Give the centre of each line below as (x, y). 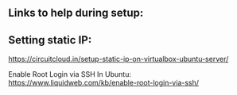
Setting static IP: (50, 40)
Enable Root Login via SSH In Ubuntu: (70, 74)
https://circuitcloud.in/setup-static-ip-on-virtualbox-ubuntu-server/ (118, 59)
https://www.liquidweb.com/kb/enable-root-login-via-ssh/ (104, 83)
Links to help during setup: (76, 13)
